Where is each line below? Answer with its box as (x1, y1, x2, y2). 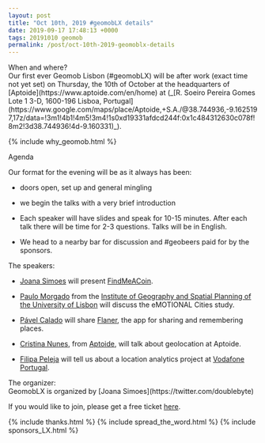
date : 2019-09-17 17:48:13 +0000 (8, 26, 119, 34)
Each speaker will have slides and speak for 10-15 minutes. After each (19, 214, 248, 223)
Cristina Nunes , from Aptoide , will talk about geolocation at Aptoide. (19, 339, 241, 349)
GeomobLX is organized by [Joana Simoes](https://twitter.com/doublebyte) (8, 387, 255, 396)
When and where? (8, 62, 68, 72)
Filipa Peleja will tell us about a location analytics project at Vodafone (19, 354, 245, 364)
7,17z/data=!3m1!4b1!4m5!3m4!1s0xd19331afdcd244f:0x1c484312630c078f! (8, 113, 256, 123)
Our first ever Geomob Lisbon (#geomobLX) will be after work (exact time (8, 71, 248, 81)
